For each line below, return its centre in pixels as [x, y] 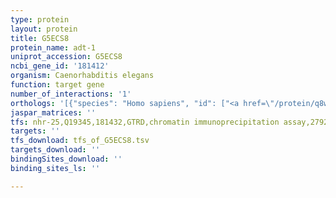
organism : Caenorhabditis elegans [82, 76]
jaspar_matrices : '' [53, 112]
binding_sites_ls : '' [55, 168]
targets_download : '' [55, 150]
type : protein [40, 19]
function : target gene [57, 85]
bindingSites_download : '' [66, 159]
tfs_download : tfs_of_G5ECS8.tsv [80, 141]
